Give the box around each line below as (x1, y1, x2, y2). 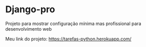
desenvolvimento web (5, 26, 52, 32)
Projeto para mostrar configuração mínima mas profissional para (5, 20, 142, 27)
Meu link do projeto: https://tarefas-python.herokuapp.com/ (5, 36, 132, 42)
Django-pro (5, 4, 55, 15)
